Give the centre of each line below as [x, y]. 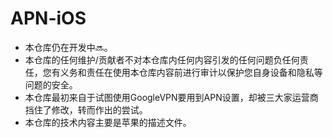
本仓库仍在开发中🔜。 [68, 47]
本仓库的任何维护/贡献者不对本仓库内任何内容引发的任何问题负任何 [162, 59]
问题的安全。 [51, 84]
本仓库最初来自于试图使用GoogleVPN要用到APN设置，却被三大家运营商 [171, 97]
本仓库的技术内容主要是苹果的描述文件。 [108, 122]
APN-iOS [48, 18]
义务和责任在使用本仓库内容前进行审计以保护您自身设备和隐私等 [191, 72]
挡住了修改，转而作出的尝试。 [86, 109]
